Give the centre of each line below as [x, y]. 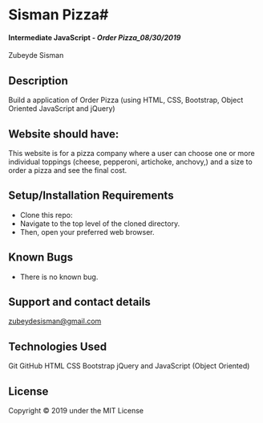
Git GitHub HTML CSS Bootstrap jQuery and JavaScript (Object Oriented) [129, 366]
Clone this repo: [46, 215]
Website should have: [64, 134]
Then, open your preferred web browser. [87, 232]
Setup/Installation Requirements [91, 196]
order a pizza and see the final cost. [68, 170]
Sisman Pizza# [59, 15]
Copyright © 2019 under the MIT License [76, 411]
